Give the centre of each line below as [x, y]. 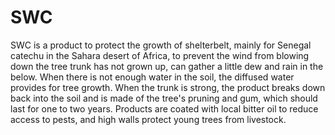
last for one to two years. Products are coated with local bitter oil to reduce [164, 108]
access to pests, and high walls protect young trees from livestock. [148, 119]
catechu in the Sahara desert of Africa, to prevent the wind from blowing [160, 55]
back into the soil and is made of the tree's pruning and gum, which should [164, 98]
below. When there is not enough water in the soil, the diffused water [152, 77]
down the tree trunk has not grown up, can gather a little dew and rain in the [167, 66]
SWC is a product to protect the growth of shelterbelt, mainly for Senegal [161, 45]
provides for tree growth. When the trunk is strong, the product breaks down [168, 87]
